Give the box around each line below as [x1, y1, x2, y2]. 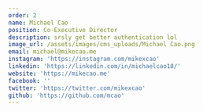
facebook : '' [8, 77, 51, 84]
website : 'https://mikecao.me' [8, 70, 111, 77]
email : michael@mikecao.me [8, 48, 97, 55]
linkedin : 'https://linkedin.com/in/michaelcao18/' [8, 63, 181, 70]
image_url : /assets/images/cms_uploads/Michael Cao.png [8, 41, 195, 48]
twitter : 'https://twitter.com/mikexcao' [8, 84, 146, 92]
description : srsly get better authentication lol [8, 33, 178, 41]
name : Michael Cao [8, 19, 68, 27]
